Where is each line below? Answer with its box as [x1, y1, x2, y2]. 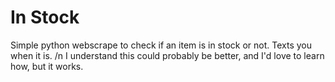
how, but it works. [10, 60, 84, 72]
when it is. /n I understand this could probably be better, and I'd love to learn [10, 49, 325, 61]
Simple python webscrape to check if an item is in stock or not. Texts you [10, 39, 313, 51]
